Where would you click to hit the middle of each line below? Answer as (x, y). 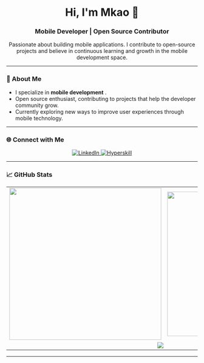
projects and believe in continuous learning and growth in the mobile (102, 51)
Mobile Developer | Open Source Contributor (102, 32)
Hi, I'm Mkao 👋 (102, 12)
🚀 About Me (24, 79)
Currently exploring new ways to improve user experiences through (99, 111)
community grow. (37, 105)
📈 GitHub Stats (29, 175)
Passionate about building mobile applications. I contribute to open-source (102, 44)
